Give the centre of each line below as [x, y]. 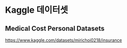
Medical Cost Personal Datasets [55, 28]
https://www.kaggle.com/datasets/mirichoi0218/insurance [63, 40]
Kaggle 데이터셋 [37, 10]
